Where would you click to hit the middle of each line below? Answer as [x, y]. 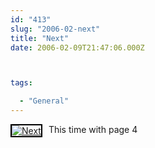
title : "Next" [40, 38]
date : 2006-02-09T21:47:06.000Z [77, 47]
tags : [21, 83]
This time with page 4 [93, 129]
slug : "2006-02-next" [55, 29]
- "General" [44, 101]
